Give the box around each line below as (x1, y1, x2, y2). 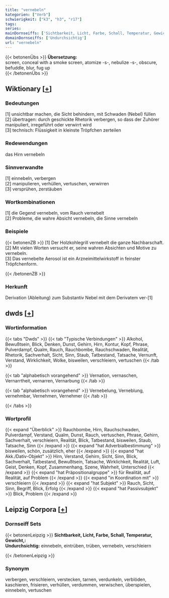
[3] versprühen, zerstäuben (5, 186, 62, 192)
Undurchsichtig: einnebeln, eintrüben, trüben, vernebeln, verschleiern (5, 543, 152, 549)
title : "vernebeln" (5, 7, 46, 13)
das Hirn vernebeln (5, 151, 45, 157)
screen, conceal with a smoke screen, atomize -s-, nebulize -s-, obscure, (5, 59, 157, 65)
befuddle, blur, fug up (5, 64, 50, 71)
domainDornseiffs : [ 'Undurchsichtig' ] (5, 36, 87, 41)
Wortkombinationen (5, 198, 55, 206)
